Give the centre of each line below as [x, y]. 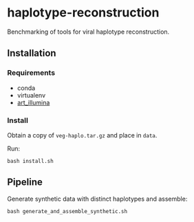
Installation [32, 53]
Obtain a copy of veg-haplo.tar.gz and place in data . [82, 135]
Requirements [31, 73]
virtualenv [31, 95]
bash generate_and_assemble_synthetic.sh [67, 211]
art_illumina [33, 102]
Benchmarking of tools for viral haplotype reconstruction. [88, 32]
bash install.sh [30, 161]
